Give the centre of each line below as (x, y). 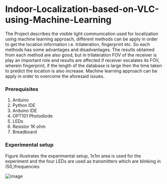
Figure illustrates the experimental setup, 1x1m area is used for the (73, 155)
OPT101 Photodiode (33, 116)
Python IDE (24, 105)
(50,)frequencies (22, 166)
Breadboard (25, 132)
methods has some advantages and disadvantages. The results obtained (80, 49)
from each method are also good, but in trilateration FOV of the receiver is (81, 55)
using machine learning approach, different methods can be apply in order (82, 39)
